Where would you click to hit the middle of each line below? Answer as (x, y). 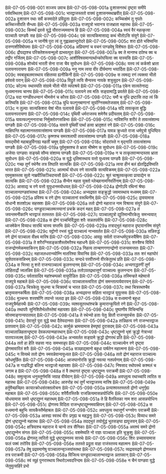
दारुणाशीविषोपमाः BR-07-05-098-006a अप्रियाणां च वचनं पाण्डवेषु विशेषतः (66, 47)
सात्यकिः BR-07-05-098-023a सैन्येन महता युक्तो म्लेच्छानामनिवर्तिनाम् (63, 181)
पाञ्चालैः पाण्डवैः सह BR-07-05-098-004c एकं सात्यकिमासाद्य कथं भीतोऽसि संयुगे (72, 36)
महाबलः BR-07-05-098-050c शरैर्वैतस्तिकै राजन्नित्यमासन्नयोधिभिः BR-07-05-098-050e (82, 393)
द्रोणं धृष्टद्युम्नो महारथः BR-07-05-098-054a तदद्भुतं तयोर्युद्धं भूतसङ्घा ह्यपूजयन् (71, 421)
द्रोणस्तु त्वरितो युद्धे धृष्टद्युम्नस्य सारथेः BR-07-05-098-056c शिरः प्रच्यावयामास (91, 438)
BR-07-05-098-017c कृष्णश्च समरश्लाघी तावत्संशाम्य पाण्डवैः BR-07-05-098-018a (77, 136)
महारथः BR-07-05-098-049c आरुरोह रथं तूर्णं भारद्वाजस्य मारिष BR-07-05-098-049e (81, 382)
